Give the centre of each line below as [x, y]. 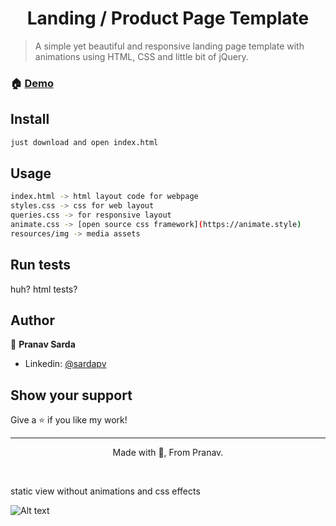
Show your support [71, 395]
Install [30, 119]
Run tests [40, 265]
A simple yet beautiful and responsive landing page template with [169, 46]
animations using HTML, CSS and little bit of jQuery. [141, 56]
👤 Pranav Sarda [43, 344]
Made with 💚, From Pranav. [168, 453]
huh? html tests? [44, 289]
